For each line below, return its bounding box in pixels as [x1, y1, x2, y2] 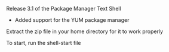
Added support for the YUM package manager [14, 17, 130, 23]
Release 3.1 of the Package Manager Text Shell [6, 5, 121, 12]
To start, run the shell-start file [6, 40, 82, 46]
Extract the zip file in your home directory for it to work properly [6, 28, 163, 35]
